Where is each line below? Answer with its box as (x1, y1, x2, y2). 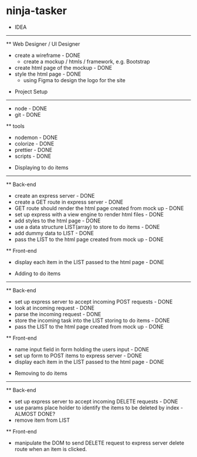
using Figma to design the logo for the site (23, 76, 126, 83)
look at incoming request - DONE (14, 304, 95, 312)
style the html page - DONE (14, 70, 81, 77)
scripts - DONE (14, 153, 52, 160)
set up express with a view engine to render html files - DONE (14, 211, 164, 218)
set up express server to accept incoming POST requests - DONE (14, 298, 173, 305)
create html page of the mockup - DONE (14, 64, 113, 71)
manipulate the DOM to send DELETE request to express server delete (14, 439, 185, 446)
